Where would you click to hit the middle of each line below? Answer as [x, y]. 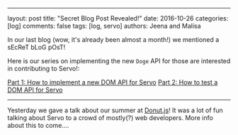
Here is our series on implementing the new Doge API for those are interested [119, 61]
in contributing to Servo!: [44, 69]
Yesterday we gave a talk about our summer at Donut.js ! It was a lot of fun [115, 110]
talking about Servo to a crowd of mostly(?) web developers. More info [110, 118]
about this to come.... [38, 125]
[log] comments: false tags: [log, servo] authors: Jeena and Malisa [104, 26]
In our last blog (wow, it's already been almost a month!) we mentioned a [113, 39]
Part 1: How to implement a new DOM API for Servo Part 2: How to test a [113, 82]
